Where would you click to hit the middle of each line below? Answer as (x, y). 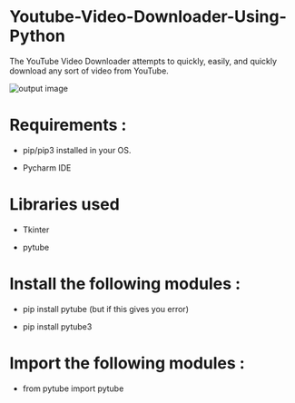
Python (37, 36)
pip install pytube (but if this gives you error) (105, 309)
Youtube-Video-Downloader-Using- (148, 17)
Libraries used (64, 205)
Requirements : (68, 125)
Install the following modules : (125, 284)
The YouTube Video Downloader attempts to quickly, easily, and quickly (143, 61)
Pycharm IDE (47, 167)
